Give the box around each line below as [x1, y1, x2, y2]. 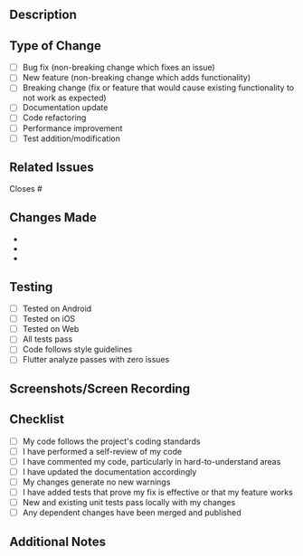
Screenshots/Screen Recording [9, 381, 191, 396]
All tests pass [22, 334, 73, 344]
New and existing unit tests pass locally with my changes [22, 497, 236, 508]
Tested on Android [22, 303, 92, 315]
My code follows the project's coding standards [22, 436, 201, 447]
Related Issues [9, 160, 94, 175]
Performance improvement [22, 122, 123, 134]
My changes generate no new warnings [22, 476, 171, 487]
